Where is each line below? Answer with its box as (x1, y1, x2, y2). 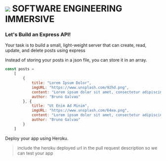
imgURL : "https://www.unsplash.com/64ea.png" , (31, 108, 129, 113)
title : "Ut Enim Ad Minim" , (31, 103, 90, 109)
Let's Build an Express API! (5, 31, 71, 38)
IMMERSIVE (5, 13, 55, 25)
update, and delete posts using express (5, 47, 85, 53)
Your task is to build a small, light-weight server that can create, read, (5, 42, 147, 48)
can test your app (17, 150, 53, 156)
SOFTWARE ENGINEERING (12, 3, 123, 14)
